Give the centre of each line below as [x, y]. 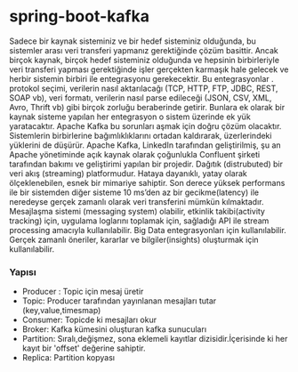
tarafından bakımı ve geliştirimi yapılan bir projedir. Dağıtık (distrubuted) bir [146, 164]
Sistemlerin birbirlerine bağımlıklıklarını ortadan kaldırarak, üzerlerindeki [141, 135]
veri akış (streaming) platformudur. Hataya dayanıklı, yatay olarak [128, 173]
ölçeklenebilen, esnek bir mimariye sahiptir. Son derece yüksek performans [147, 182]
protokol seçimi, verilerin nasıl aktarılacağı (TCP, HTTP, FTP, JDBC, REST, [144, 88]
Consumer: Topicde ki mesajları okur [89, 320]
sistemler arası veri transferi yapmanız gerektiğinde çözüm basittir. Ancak [144, 50]
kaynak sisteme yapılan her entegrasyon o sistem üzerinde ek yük [130, 117]
